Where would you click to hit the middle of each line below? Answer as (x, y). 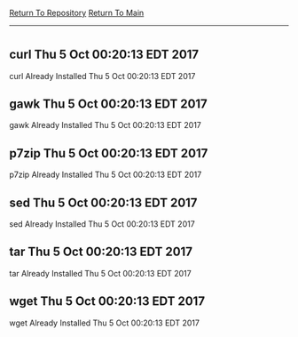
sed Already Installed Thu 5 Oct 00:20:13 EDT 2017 (102, 224)
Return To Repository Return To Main (77, 13)
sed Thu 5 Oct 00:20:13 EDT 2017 (103, 202)
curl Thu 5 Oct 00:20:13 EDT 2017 (104, 55)
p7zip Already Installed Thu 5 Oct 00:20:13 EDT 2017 (106, 175)
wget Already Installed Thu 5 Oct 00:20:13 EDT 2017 (104, 323)
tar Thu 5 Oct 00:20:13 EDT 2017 (101, 252)
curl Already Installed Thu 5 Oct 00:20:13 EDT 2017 (102, 76)
